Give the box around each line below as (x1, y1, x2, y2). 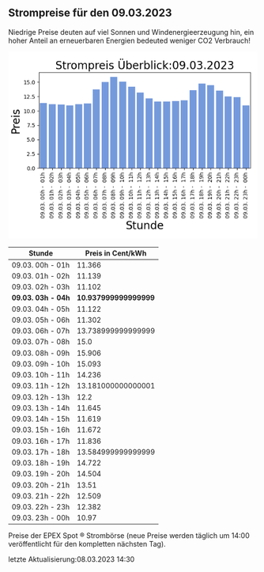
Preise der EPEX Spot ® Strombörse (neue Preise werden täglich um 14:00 (8, 530, 251, 540)
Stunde (28, 248, 54, 258)
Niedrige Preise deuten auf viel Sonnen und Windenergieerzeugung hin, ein (8, 27, 255, 36)
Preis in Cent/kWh (85, 248, 147, 258)
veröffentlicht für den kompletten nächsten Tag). (8, 539, 166, 548)
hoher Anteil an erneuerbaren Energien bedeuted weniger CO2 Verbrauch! (8, 36, 251, 45)
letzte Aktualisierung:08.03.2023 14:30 (8, 554, 135, 564)
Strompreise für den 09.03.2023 (8, 6, 172, 20)
